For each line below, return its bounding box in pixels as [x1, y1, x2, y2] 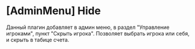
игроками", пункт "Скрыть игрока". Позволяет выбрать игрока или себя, [6, 30, 190, 37]
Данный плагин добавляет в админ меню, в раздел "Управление [6, 24, 170, 31]
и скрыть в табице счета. [6, 36, 70, 43]
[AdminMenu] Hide [6, 4, 101, 18]
